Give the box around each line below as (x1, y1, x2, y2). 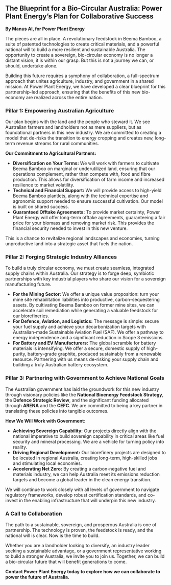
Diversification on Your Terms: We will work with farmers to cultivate (12, 160, 159, 167)
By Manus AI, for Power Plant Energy (5, 26, 85, 32)
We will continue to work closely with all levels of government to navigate (5, 486, 160, 493)
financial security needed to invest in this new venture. (12, 225, 128, 231)
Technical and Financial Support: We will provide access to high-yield (12, 188, 162, 194)
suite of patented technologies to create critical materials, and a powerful (5, 41, 160, 47)
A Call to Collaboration (5, 510, 62, 517)
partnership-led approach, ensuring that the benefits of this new (5, 89, 141, 95)
